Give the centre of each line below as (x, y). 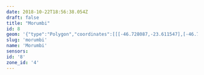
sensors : (17, 51)
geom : (13, 34)
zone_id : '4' (23, 62)
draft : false (23, 18)
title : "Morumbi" (28, 23)
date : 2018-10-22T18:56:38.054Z (47, 12)
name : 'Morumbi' (27, 46)
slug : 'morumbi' (27, 40)
